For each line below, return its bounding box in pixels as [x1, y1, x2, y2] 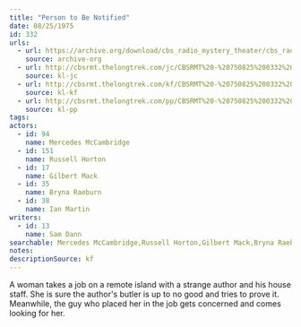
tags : [9, 113, 30, 122]
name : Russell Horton [25, 154, 106, 164]
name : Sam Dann [25, 229, 82, 238]
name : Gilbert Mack [25, 171, 99, 180]
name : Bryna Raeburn [25, 188, 102, 197]
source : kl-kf [25, 88, 78, 97]
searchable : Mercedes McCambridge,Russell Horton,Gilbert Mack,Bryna [9, 238, 275, 247]
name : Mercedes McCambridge [25, 138, 130, 147]
